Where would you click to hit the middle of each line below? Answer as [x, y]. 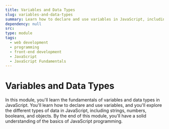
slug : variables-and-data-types [39, 15]
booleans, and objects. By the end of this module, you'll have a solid [76, 116]
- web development [29, 43]
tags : [11, 38]
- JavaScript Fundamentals [38, 61]
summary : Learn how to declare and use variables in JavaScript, [75, 19]
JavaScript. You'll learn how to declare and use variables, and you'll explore [84, 105]
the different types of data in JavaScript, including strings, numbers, [76, 110]
